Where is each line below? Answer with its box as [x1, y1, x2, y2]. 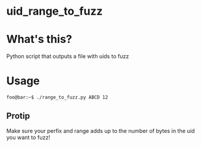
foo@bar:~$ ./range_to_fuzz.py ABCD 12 [6, 94, 108, 100]
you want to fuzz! [6, 134, 51, 141]
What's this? [6, 32, 72, 47]
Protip [6, 111, 31, 121]
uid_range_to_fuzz [6, 4, 103, 18]
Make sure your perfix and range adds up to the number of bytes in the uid [6, 127, 195, 134]
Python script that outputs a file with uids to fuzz [6, 53, 129, 60]
